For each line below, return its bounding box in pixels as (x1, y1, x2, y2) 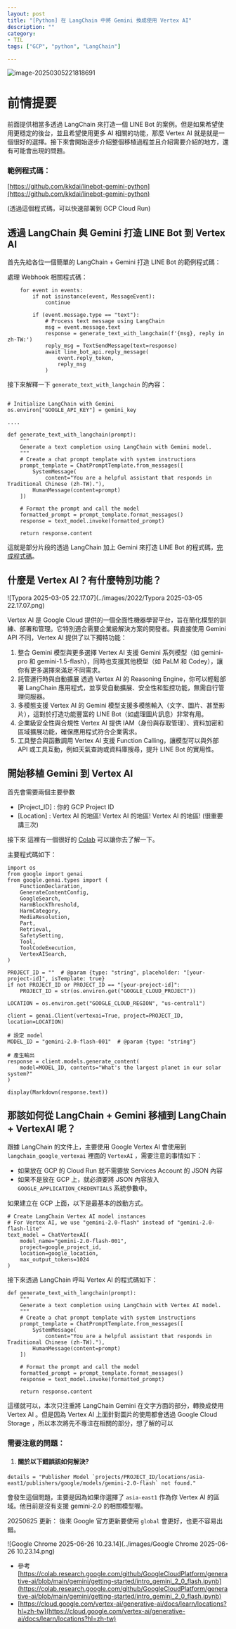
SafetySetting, (20, 932, 65, 939)
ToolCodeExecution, (20, 944, 77, 951)
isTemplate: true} (51, 975, 105, 982)
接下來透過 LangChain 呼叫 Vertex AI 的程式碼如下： (7, 1275, 158, 1284)
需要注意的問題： (7, 1438, 65, 1448)
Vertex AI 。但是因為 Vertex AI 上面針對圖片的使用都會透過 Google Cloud (7, 1410, 218, 1419)
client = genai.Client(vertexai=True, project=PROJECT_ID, (7, 1012, 184, 1019)
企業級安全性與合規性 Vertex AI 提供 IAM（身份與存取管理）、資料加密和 (17, 718, 224, 727)
